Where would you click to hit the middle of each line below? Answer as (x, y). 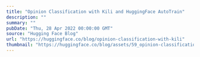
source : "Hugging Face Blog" (42, 34)
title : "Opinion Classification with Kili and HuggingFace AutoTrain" (96, 12)
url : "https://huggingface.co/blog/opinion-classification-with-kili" (96, 39)
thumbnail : (20, 45)
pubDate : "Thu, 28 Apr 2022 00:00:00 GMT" (60, 28)
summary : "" (21, 23)
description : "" (26, 17)
